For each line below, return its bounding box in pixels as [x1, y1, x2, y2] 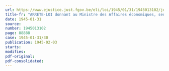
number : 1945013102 [5, 26, 46, 31]
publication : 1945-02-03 [5, 40, 57, 45]
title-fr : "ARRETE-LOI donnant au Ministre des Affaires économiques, [5, 12, 156, 17]
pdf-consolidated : [5, 58, 44, 63]
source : [5, 21, 22, 26]
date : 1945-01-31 [5, 16, 42, 21]
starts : [5, 44, 22, 49]
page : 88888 [5, 30, 30, 35]
